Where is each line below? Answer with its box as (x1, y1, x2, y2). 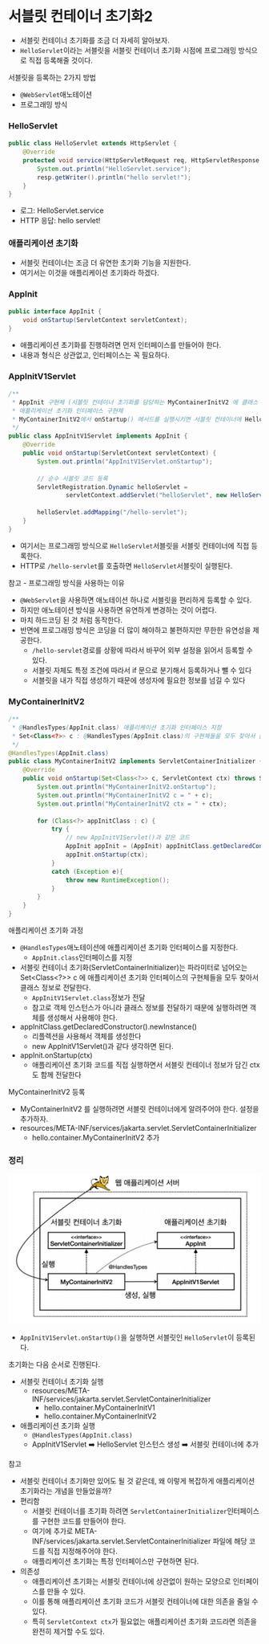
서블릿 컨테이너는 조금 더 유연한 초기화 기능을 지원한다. (19, 258, 191, 267)
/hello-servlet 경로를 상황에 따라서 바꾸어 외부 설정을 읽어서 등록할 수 (31, 645, 254, 655)
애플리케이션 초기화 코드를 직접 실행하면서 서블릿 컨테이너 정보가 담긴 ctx (31, 1060, 260, 1070)
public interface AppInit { (8, 307, 102, 316)
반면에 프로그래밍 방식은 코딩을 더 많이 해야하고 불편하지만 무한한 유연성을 (19, 625, 251, 634)
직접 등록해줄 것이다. (28, 55, 94, 65)
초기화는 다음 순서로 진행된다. (8, 1359, 101, 1369)
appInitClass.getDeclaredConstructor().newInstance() (19, 1022, 198, 1032)
